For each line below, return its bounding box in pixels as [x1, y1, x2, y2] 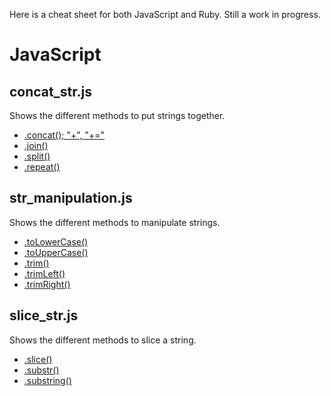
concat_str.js [9, 83, 92, 100]
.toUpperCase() [23, 246, 89, 258]
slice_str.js [9, 307, 79, 324]
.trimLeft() [23, 267, 66, 279]
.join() [23, 140, 49, 151]
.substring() [23, 374, 72, 386]
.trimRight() [23, 278, 71, 290]
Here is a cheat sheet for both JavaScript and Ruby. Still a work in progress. [9, 9, 321, 20]
